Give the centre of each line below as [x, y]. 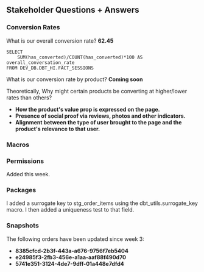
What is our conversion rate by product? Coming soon [75, 79]
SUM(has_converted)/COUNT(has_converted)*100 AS [80, 57]
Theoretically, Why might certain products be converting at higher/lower [97, 91]
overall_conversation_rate [40, 63]
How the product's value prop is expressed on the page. [87, 109]
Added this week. [28, 174]
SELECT [15, 52]
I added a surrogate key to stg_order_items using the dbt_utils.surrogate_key [102, 203]
